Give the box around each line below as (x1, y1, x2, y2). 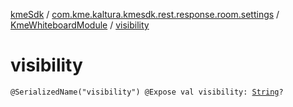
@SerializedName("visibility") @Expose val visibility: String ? (10, 87, 284, 97)
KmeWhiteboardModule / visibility (10, 19, 150, 31)
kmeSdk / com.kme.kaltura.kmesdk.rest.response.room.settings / (10, 9, 280, 20)
